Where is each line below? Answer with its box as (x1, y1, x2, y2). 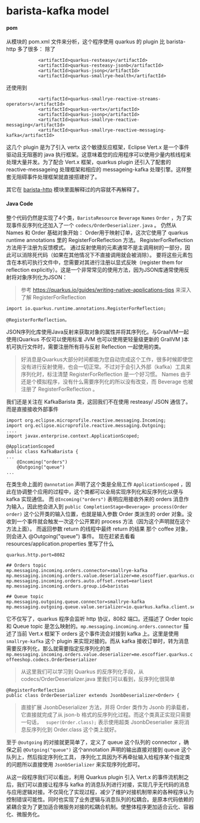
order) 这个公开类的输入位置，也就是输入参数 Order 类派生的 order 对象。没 (6, 510, 192, 517)
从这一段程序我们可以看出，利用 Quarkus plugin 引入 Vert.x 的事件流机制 (6, 773, 184, 780)
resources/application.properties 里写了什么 (6, 540, 114, 547)
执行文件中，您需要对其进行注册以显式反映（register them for (32, 259, 183, 266)
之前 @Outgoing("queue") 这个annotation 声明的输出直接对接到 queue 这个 (11, 746, 192, 753)
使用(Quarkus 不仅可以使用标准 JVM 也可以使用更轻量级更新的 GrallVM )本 (6, 335, 189, 343)
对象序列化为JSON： (16, 274, 68, 281)
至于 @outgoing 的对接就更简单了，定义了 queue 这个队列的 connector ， (6, 739, 184, 746)
